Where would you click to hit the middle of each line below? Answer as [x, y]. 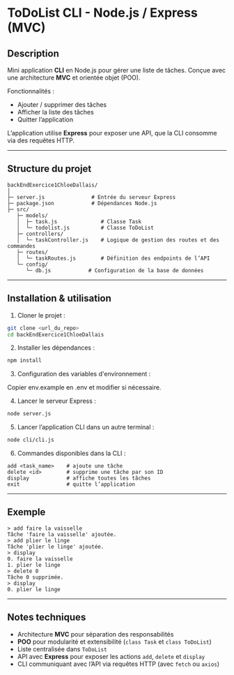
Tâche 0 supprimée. [36, 577]
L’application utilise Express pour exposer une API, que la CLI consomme [112, 133]
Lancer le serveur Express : [56, 401]
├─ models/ [32, 215]
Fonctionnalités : [31, 91]
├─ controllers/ [40, 234]
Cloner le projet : [41, 315]
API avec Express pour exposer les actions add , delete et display [111, 656]
